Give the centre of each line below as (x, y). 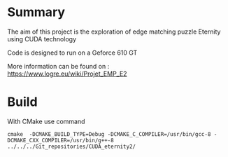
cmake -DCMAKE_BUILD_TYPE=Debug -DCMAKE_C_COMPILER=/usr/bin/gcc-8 (109, 134)
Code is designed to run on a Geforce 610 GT (72, 53)
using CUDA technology (42, 39)
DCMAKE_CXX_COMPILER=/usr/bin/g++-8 (60, 140)
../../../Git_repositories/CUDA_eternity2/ (72, 146)
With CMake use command (46, 121)
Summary (36, 12)
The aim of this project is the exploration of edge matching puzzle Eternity (114, 32)
